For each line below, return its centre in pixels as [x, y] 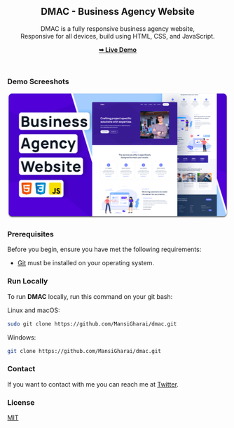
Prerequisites [30, 234]
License [21, 402]
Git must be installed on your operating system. [85, 263]
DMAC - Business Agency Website [118, 12]
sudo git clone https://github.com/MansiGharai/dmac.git [92, 324]
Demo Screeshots [38, 81]
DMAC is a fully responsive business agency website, [118, 28]
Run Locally [28, 281]
